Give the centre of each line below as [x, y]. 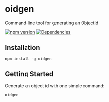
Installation [23, 48]
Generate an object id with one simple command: [55, 86]
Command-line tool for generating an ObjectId [52, 23]
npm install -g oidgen [28, 59]
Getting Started [29, 74]
